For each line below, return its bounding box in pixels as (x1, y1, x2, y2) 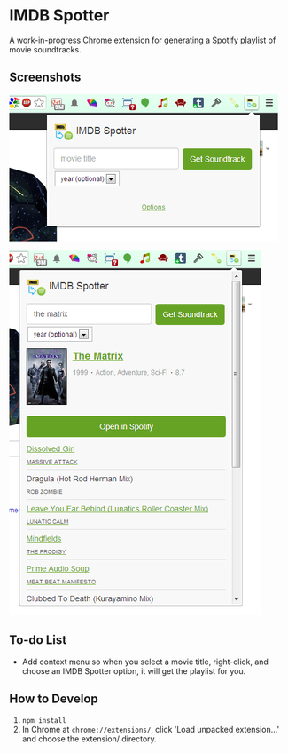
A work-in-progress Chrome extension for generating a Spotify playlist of (9, 35, 276, 45)
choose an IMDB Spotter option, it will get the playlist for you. (21, 665, 246, 676)
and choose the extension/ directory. (21, 733, 157, 744)
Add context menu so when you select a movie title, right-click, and (21, 656, 269, 667)
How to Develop (9, 691, 99, 706)
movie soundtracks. (9, 44, 82, 54)
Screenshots (9, 70, 82, 85)
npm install (21, 717, 66, 725)
